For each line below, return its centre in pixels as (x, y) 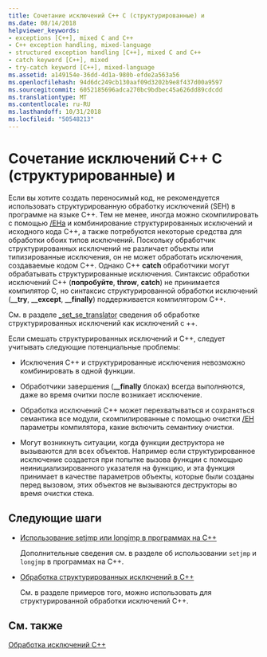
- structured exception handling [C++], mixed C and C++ (105, 53)
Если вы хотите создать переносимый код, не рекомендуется (114, 197)
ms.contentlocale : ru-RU (49, 104)
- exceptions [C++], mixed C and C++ (71, 38)
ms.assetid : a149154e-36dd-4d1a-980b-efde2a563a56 (94, 75)
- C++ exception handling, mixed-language (80, 45)
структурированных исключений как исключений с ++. (103, 323)
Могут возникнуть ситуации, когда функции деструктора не (122, 442)
